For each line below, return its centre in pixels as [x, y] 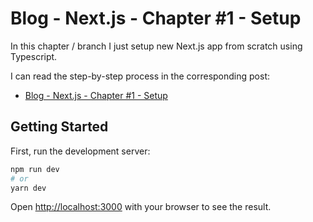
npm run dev [35, 169]
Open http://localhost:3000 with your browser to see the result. [141, 207]
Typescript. [34, 56]
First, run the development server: [80, 151]
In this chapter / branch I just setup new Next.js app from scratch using [156, 46]
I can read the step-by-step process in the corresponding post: [140, 76]
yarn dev [28, 188]
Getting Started [59, 127]
